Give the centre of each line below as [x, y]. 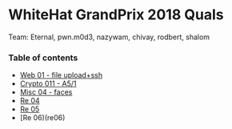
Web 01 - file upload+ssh [61, 75]
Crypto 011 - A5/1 [48, 84]
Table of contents [43, 58]
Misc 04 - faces [46, 92]
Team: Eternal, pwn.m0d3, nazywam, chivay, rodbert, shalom [109, 37]
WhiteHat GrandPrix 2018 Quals [116, 15]
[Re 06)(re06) [42, 118]
